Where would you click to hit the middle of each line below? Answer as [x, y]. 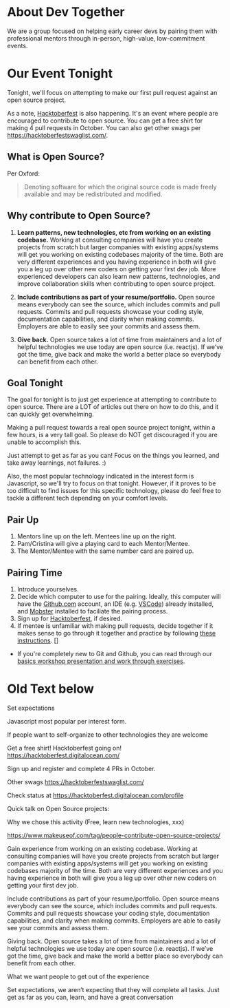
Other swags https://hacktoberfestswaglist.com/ [76, 781]
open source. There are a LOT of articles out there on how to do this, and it [113, 407]
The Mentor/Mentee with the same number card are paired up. [105, 551]
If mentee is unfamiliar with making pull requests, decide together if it [115, 626]
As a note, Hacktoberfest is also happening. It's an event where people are [113, 113]
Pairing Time [35, 573]
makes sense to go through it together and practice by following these [116, 633]
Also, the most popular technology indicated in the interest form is [101, 476]
